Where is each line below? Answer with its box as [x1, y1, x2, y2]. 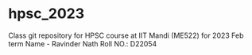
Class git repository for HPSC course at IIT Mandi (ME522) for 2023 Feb [8, 31, 244, 40]
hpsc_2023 [8, 5, 85, 23]
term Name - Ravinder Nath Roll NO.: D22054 [8, 38, 157, 48]
